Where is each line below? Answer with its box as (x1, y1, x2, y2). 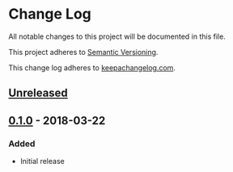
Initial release (19, 157, 65, 166)
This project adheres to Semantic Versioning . (8, 47, 159, 57)
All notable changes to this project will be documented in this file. (8, 31, 227, 41)
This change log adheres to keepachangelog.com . (8, 62, 176, 73)
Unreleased (8, 86, 69, 100)
